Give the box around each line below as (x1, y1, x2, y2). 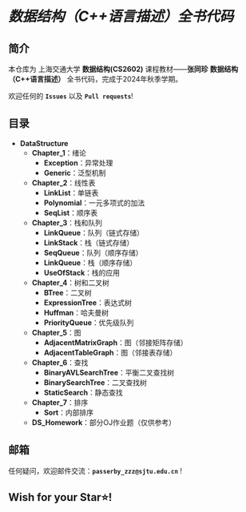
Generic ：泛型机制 (43, 168, 106, 177)
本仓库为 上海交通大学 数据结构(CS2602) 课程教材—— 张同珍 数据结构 (8, 65, 238, 73)
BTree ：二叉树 (43, 288, 92, 297)
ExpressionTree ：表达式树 (43, 297, 132, 308)
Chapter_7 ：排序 (31, 397, 89, 407)
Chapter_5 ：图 (31, 327, 81, 337)
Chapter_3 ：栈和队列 (31, 217, 102, 228)
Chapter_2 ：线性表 (31, 177, 96, 188)
